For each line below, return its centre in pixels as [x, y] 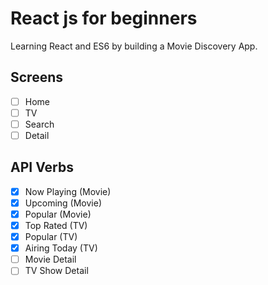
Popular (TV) [51, 237]
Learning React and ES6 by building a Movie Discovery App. [134, 46]
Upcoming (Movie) [63, 203]
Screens [36, 77]
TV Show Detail [56, 271]
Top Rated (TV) [56, 225]
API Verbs [42, 167]
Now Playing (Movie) [68, 191]
